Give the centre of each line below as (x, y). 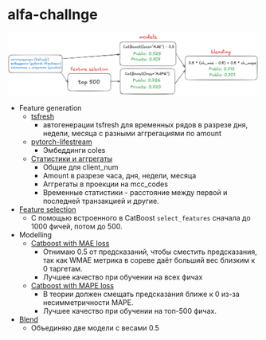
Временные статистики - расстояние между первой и (135, 193)
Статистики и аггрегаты (72, 159)
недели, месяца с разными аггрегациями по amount (132, 134)
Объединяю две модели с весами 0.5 (95, 328)
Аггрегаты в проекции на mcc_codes (106, 184)
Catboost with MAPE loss (72, 286)
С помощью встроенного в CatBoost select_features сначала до (141, 218)
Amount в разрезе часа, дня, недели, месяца (119, 176)
